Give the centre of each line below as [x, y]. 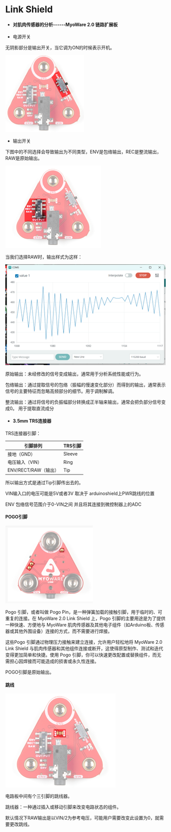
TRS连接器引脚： [23, 433]
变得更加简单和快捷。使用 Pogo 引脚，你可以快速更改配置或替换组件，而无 [83, 655]
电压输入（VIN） [25, 462]
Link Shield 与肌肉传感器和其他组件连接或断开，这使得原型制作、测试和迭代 [84, 648]
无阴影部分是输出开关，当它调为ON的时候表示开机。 [60, 48]
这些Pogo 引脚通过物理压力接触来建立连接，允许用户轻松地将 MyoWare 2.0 [84, 642]
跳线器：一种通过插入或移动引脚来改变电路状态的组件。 [63, 807]
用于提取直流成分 [36, 408]
